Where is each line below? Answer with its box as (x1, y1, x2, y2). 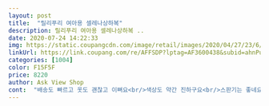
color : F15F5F (8, 64, 56, 72)
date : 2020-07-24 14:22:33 (8, 33, 98, 42)
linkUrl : (8, 49, 38, 57)
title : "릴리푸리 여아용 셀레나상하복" (8, 19, 123, 27)
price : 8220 (8, 71, 48, 79)
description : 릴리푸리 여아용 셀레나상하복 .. (8, 26, 145, 34)
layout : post (8, 11, 52, 20)
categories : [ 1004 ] (8, 57, 74, 65)
